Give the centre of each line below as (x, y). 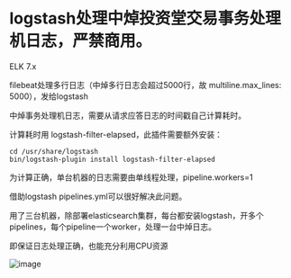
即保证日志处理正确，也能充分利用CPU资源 (89, 246)
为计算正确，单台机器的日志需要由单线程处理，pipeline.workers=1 (132, 177)
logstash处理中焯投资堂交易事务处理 (145, 18)
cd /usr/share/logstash (54, 151)
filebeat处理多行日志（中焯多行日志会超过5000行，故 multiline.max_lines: (145, 85)
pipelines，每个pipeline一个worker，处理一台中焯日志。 (113, 227)
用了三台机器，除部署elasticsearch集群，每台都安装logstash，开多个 (136, 215)
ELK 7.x (23, 66)
